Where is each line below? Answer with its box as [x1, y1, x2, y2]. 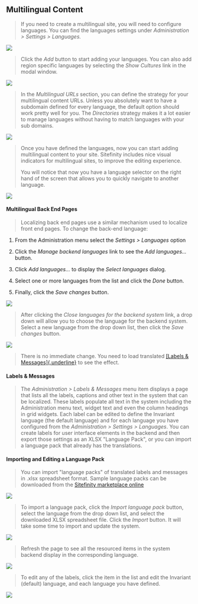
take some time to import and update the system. [20, 522, 141, 530]
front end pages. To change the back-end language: [20, 225, 148, 232]
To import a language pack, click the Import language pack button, [20, 504, 184, 511]
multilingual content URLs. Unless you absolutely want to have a [20, 97, 177, 104]
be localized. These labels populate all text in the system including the [20, 398, 191, 405]
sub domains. [20, 122, 54, 129]
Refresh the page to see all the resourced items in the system [20, 545, 170, 552]
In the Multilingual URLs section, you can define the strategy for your [20, 90, 189, 98]
